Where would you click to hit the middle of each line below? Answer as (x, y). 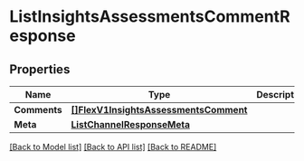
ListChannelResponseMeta (130, 124)
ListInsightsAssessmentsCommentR (150, 17)
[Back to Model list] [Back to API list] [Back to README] (113, 147)
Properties (40, 69)
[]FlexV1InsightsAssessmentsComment (159, 110)
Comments (38, 110)
